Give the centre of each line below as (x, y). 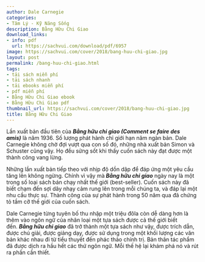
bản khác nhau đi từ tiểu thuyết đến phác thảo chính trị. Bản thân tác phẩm (100, 239)
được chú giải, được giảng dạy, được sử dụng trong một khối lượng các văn (100, 233)
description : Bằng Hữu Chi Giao (47, 29)
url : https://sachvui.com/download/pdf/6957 (69, 46)
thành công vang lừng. (34, 158)
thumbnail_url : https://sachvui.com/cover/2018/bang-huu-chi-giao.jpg (98, 108)
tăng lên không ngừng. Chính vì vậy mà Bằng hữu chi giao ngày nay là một (100, 176)
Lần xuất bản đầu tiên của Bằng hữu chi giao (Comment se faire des (93, 131)
